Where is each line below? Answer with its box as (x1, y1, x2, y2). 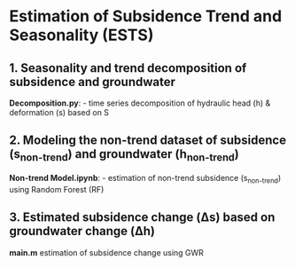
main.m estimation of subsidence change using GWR (9, 247, 204, 258)
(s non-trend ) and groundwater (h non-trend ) (9, 146, 239, 164)
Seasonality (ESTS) (9, 25, 154, 45)
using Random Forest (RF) (9, 184, 105, 194)
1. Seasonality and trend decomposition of (9, 60, 247, 75)
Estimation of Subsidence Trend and (9, 6, 283, 27)
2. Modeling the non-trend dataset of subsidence (9, 133, 286, 148)
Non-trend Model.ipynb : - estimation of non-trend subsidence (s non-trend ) (9, 173, 282, 185)
